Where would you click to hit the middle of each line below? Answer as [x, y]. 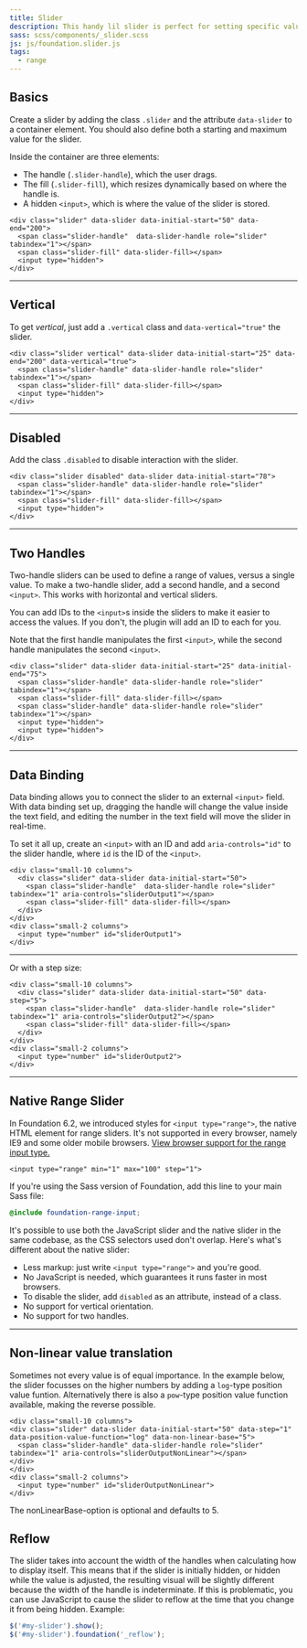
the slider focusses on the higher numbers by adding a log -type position [146, 1385]
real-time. [28, 826]
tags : [20, 52]
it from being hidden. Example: [67, 1610]
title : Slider [37, 18]
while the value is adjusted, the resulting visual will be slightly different [142, 1580]
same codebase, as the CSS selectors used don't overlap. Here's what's [145, 1239]
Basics [29, 97]
